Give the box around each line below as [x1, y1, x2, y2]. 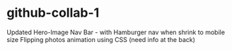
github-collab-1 [6, 5, 100, 21]
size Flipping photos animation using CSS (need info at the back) [6, 35, 196, 43]
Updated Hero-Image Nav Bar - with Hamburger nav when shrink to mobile [6, 28, 226, 36]
